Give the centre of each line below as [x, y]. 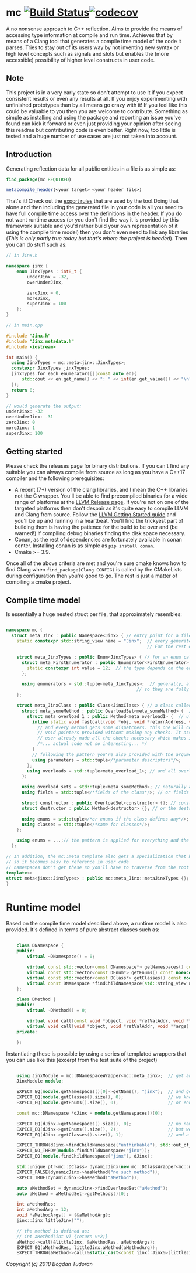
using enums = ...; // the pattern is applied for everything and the [103, 840]
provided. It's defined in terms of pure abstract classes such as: [83, 930]
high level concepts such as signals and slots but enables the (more [87, 53]
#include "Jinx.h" [28, 336]
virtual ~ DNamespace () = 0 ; [61, 957]
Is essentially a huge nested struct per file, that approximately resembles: [94, 614]
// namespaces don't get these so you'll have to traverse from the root [98, 867]
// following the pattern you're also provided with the [103, 754]
